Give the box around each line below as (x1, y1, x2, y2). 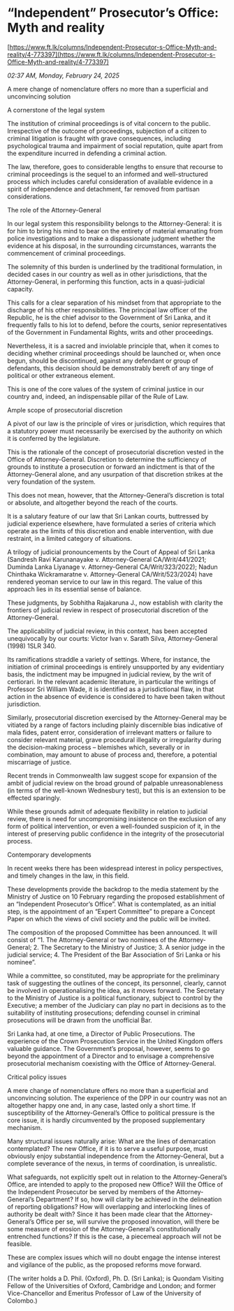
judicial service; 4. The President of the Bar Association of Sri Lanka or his (7, 950, 221, 959)
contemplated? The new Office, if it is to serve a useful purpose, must (7, 1144, 208, 1152)
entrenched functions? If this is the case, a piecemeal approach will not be (7, 1232, 221, 1240)
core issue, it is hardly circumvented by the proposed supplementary (7, 1116, 205, 1124)
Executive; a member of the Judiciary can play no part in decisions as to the (7, 1001, 226, 1009)
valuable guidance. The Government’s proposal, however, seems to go (7, 1044, 210, 1052)
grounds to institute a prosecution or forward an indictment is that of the (7, 463, 215, 471)
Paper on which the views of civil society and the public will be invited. (7, 914, 211, 923)
